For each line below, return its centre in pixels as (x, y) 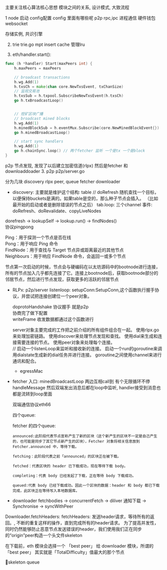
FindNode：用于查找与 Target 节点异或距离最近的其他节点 (65, 250)
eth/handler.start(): (32, 54)
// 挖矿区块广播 (29, 114)
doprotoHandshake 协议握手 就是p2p (50, 307)
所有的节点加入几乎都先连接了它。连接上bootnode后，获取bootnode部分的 (82, 273)
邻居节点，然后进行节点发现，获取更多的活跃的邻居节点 (62, 279)
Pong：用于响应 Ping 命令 (32, 243)
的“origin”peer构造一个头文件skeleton (44, 535)
